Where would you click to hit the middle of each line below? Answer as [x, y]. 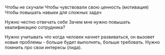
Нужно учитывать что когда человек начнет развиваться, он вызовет [80, 37]
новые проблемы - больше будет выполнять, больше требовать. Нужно [82, 42]
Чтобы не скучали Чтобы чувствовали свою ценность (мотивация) [77, 7]
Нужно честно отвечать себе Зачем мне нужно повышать [68, 22]
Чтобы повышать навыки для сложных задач [53, 12]
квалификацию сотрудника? [35, 27]
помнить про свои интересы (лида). [44, 47]
